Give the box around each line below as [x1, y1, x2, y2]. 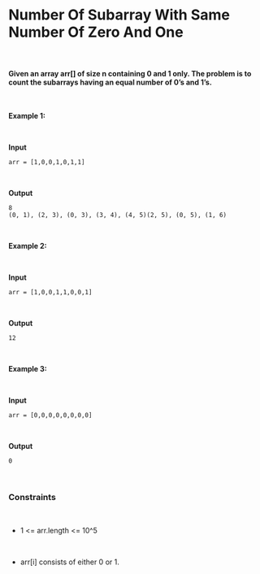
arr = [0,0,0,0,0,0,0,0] [8, 411, 93, 420]
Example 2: [8, 241, 47, 251]
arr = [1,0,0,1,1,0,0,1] [8, 289, 93, 297]
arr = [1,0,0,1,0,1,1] [8, 159, 85, 167]
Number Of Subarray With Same [8, 6, 230, 24]
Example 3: [8, 364, 47, 374]
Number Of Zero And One [8, 23, 184, 41]
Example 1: [8, 111, 46, 121]
